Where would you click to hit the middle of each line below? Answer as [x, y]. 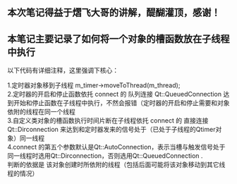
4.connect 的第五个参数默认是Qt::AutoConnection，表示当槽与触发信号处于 [116, 147]
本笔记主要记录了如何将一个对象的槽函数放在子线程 [119, 38]
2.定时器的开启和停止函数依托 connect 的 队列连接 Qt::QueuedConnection [115, 94]
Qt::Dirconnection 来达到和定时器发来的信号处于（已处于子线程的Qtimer [111, 130]
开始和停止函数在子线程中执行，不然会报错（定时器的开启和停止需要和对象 [121, 103]
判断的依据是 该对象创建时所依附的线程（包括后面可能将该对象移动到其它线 [116, 165]
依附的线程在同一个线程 [41, 112]
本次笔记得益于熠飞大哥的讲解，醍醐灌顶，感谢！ [114, 13]
